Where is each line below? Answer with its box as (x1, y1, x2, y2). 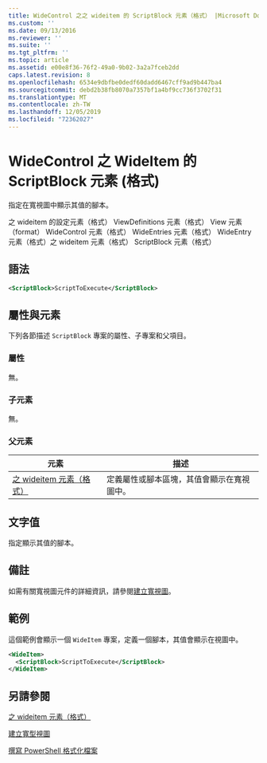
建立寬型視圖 (8, 729, 50, 738)
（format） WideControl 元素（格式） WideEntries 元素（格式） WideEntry (8, 226, 252, 236)
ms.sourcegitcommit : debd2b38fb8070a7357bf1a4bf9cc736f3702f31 (8, 85, 222, 94)
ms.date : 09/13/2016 (8, 26, 77, 34)
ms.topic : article (8, 57, 69, 65)
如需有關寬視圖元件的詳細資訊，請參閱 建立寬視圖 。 (8, 586, 176, 596)
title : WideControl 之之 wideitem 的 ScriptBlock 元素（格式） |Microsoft (8, 11, 250, 20)
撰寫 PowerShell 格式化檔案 (8, 746, 98, 756)
